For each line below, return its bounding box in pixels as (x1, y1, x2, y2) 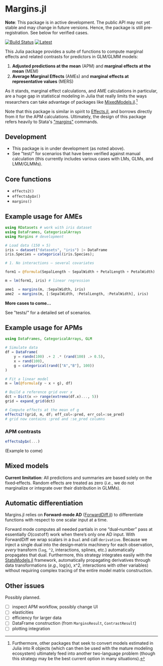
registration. (5, 30, 29, 35)
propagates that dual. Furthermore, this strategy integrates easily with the (5, 552, 152, 558)
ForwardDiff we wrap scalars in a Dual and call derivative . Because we (5, 537, 147, 542)
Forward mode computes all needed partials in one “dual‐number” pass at (5, 526, 153, 532)
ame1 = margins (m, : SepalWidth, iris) (5, 287, 86, 292)
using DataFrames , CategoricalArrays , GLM (5, 336, 92, 341)
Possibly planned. (5, 595, 41, 601)
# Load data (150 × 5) (5, 243, 51, 248)
